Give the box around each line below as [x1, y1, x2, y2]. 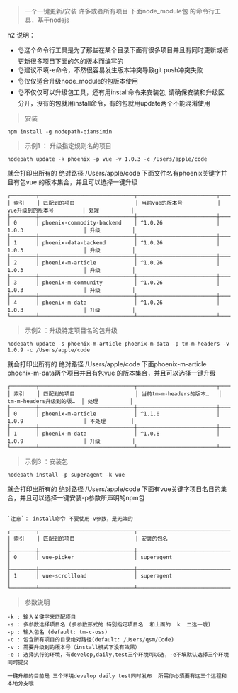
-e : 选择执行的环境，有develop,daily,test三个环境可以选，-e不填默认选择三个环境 [7, 651, 229, 658]
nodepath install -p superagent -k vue [7, 471, 125, 478]
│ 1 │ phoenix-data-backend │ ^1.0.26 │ [7, 240, 220, 247]
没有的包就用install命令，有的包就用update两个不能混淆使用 [36, 99, 211, 107]
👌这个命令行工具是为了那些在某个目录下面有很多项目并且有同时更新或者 [17, 46, 229, 54]
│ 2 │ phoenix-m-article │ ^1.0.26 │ [7, 259, 220, 266]
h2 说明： [7, 31, 35, 39]
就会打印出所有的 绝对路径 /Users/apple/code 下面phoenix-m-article [7, 360, 207, 368]
